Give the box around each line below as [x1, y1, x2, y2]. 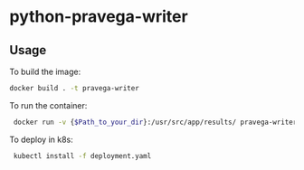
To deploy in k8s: [9, 134, 74, 145]
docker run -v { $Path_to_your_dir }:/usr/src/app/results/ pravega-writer [13, 118, 298, 127]
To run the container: [9, 99, 88, 110]
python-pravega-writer [9, 6, 188, 27]
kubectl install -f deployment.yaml [13, 151, 152, 160]
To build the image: [9, 66, 81, 77]
